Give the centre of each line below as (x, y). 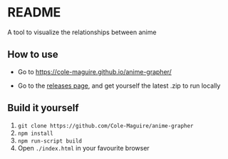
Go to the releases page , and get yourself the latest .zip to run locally (119, 86)
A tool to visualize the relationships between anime (82, 32)
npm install (35, 133)
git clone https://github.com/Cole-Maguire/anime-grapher (105, 125)
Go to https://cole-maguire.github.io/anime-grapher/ (95, 71)
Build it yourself (43, 108)
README (34, 12)
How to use (33, 55)
